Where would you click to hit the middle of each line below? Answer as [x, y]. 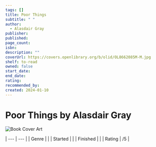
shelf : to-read [21, 62]
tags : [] [14, 10]
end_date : [16, 76]
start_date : [18, 71]
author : [13, 24]
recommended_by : [22, 85]
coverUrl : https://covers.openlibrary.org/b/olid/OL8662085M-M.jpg [78, 57]
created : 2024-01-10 [27, 90]
